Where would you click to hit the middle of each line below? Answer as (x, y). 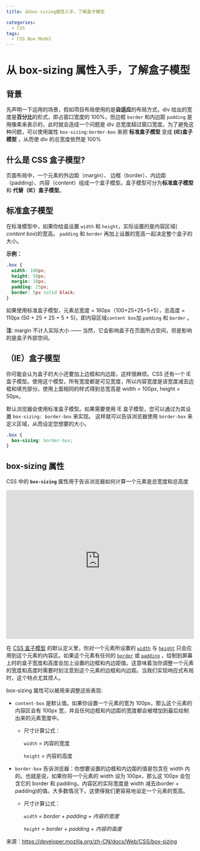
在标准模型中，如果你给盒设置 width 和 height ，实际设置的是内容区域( (92, 226)
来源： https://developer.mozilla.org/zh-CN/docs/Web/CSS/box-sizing (92, 841)
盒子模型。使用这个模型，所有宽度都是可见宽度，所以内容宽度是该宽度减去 (97, 381)
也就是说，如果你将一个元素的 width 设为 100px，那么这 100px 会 (105, 776)
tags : (13, 33)
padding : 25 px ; (30, 287)
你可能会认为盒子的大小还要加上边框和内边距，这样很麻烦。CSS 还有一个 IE (99, 374)
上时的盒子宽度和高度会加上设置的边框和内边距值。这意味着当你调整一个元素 (100, 663)
